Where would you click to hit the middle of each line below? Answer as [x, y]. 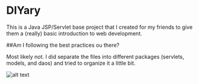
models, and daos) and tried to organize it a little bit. [71, 63]
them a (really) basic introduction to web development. [74, 33]
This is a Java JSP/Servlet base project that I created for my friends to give [99, 27]
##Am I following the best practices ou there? [63, 45]
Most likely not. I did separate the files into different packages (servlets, [95, 56]
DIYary [24, 10]
